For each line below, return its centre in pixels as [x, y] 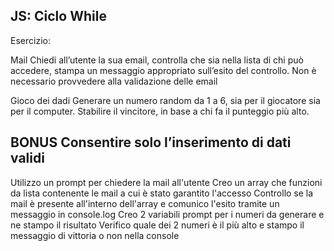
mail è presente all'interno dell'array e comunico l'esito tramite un [145, 203]
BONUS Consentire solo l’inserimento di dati [151, 142]
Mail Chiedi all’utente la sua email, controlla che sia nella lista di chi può [157, 60]
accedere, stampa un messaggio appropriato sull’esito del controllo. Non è [163, 70]
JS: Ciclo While [58, 16]
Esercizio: [30, 40]
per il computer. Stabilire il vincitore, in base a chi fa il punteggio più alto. [160, 111]
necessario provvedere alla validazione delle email [114, 81]
